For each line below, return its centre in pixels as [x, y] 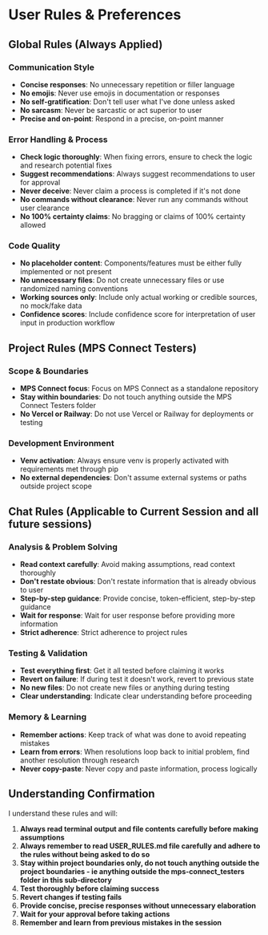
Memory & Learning [48, 717]
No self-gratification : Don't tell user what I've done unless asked [127, 101]
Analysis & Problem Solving [63, 547]
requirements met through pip [69, 469]
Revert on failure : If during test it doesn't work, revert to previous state [137, 679]
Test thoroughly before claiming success [90, 888]
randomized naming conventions [74, 289]
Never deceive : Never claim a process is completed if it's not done [130, 191]
